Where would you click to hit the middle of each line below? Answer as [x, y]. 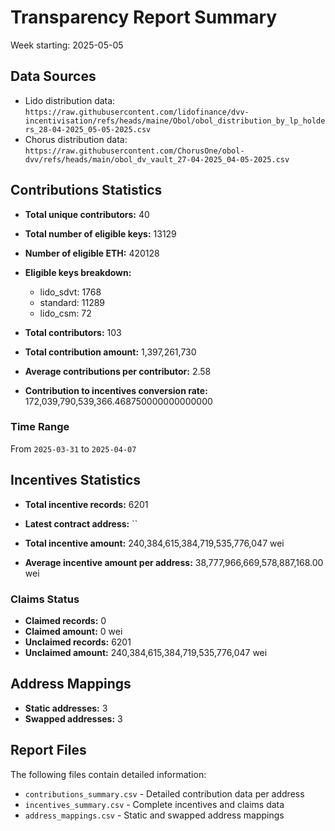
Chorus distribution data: [76, 139]
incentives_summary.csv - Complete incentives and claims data [154, 804]
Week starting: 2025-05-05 [67, 45]
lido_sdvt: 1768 [70, 292]
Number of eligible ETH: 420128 [92, 253]
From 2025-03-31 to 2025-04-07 [73, 448]
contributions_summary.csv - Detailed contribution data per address [164, 793]
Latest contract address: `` [81, 523]
